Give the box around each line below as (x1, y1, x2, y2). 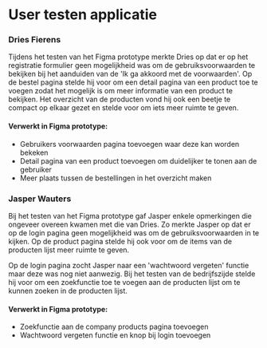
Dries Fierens (8, 34, 61, 45)
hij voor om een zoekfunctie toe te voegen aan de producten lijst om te (8, 277, 241, 287)
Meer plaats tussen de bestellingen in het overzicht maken (19, 173, 212, 183)
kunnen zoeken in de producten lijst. (8, 286, 128, 295)
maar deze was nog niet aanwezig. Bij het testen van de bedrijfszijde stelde (8, 269, 256, 279)
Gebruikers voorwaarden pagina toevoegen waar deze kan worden (19, 139, 240, 148)
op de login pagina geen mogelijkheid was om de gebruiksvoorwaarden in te (8, 227, 260, 237)
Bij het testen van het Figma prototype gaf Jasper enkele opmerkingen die (8, 211, 253, 220)
